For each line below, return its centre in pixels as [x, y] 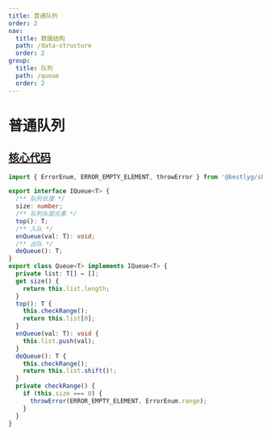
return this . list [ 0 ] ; [59, 319]
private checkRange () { [55, 386]
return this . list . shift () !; [70, 371]
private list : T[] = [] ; [57, 274]
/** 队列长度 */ [41, 199]
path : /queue [38, 76]
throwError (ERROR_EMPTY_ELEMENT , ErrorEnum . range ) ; [118, 401]
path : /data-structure [54, 46]
